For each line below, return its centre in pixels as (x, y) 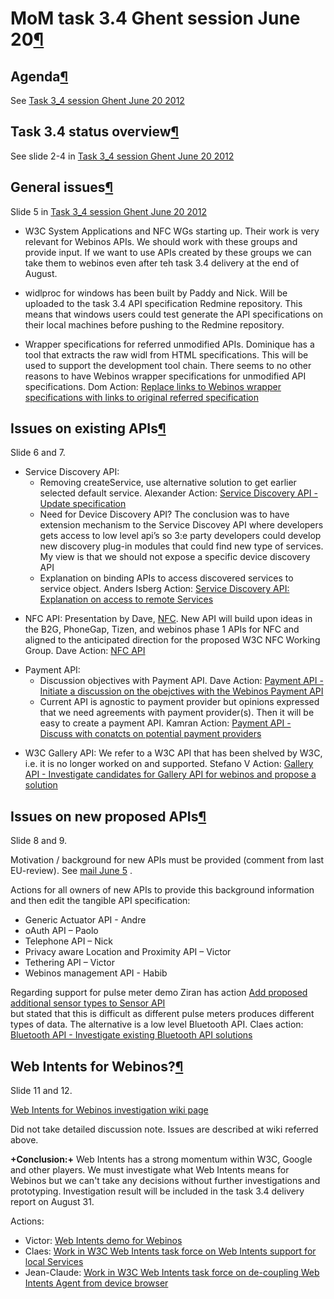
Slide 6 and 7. (38, 453)
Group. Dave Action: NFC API (85, 651)
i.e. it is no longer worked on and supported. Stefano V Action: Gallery (169, 764)
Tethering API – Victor (69, 963)
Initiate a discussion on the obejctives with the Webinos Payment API (181, 691)
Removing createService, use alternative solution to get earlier (168, 483)
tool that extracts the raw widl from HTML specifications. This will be (166, 354)
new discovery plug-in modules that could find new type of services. (181, 546)
